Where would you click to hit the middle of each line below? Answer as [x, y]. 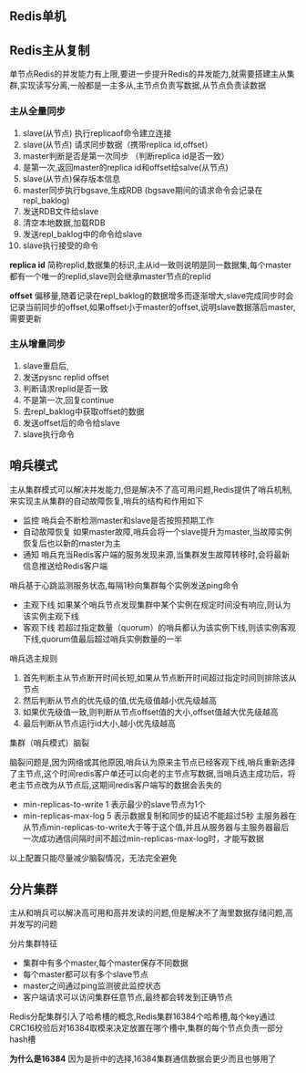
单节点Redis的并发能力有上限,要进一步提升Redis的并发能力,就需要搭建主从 [148, 74]
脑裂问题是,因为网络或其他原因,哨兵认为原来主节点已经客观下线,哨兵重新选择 [153, 762]
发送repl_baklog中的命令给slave [82, 234]
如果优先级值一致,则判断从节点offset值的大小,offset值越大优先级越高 [150, 712]
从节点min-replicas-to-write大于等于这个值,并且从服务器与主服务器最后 [156, 827]
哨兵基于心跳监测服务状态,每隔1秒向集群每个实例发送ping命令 [124, 585]
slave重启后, [46, 365]
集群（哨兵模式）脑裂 [49, 743]
